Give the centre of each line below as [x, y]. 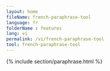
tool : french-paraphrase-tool [43, 45]
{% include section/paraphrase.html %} [54, 61]
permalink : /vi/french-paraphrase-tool [55, 39]
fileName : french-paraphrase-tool [49, 17]
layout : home [22, 12]
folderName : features [34, 28]
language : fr [22, 22]
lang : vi [17, 34]
